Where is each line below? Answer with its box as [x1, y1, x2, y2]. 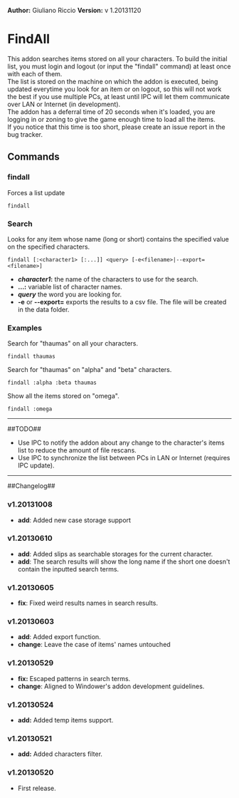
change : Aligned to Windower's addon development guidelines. [17, 682, 205, 690]
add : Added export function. [17, 633, 101, 641]
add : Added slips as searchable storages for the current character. [17, 549, 213, 558]
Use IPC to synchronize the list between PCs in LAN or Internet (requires [17, 454, 230, 462]
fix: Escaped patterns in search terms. [17, 674, 131, 683]
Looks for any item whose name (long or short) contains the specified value [7, 234, 229, 243]
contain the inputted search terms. [17, 564, 119, 573]
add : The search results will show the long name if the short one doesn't [17, 557, 230, 566]
